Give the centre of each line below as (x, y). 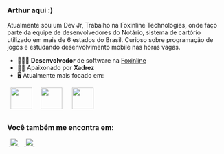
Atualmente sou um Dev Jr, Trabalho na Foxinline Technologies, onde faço (112, 25)
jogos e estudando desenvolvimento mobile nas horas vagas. (94, 47)
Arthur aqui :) (30, 10)
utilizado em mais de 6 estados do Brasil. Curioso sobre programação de (110, 40)
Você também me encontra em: (61, 127)
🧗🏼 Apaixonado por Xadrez (56, 68)
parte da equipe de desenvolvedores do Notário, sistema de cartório (104, 32)
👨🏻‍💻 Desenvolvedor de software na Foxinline (81, 60)
